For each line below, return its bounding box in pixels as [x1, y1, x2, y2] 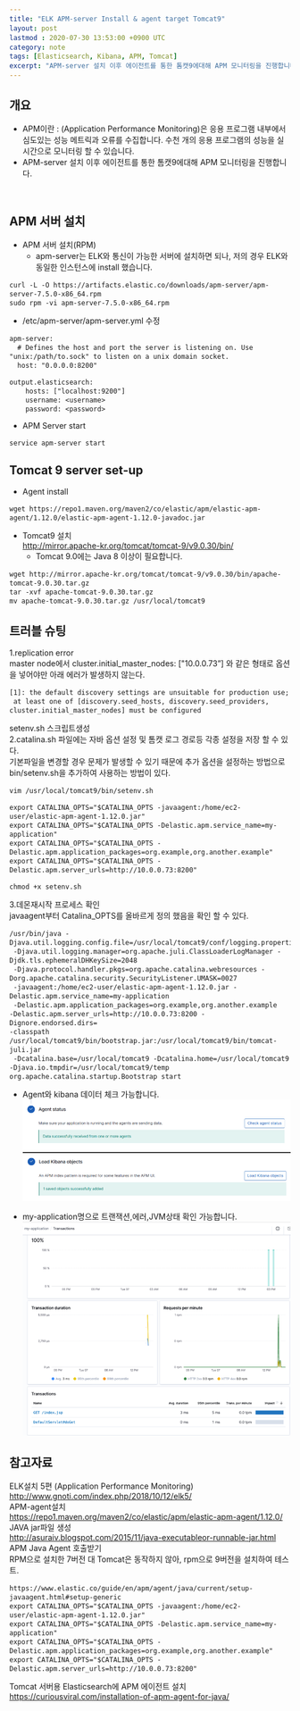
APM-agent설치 [9, 1501, 66, 1512]
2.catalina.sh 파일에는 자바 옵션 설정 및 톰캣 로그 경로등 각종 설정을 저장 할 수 [9, 734, 279, 745]
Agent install [21, 487, 69, 497]
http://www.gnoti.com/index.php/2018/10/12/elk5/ [9, 1490, 192, 1501]
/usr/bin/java [9, 930, 62, 939]
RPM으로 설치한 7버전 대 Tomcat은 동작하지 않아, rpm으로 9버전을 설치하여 [9, 1554, 273, 1565]
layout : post [9, 23, 58, 33]
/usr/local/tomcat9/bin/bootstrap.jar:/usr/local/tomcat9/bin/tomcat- [9, 1037, 278, 1046]
